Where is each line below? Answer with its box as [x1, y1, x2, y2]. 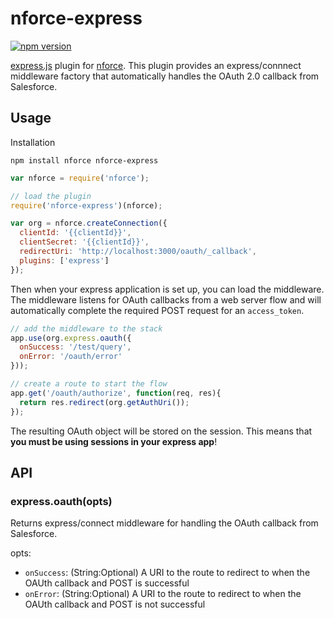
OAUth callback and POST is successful [24, 577, 190, 589]
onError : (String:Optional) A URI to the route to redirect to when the [24, 588, 302, 600]
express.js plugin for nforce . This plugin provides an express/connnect [10, 59, 302, 71]
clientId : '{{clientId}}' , [19, 228, 132, 238]
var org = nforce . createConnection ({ [10, 218, 168, 229]
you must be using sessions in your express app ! [10, 435, 218, 447]
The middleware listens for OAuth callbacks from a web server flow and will [10, 293, 322, 306]
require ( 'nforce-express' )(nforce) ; [10, 200, 163, 211]
